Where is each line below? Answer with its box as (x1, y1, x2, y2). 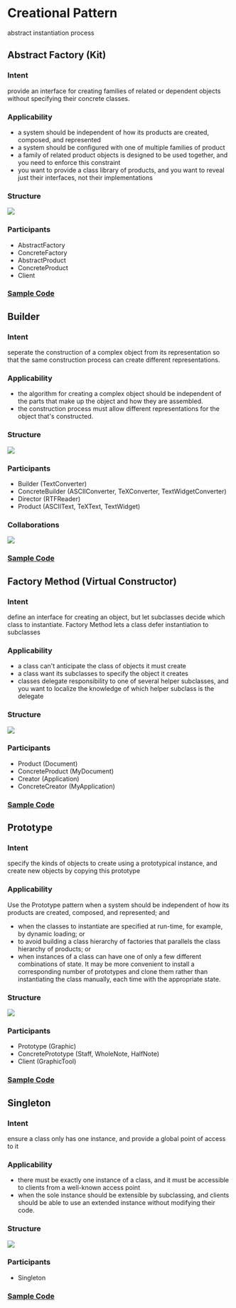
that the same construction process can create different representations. (7, 355, 220, 364)
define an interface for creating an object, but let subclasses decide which (7, 613, 225, 621)
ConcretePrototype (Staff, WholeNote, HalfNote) (17, 1050, 160, 1058)
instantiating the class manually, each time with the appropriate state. (17, 975, 221, 983)
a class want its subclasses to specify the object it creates (17, 670, 188, 678)
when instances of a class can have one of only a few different (17, 952, 202, 960)
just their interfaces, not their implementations (17, 173, 153, 182)
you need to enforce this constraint (17, 158, 121, 166)
